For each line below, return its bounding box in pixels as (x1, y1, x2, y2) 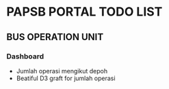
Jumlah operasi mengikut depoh (16, 67, 107, 75)
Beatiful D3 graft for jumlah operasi (16, 74, 116, 82)
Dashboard (6, 52, 44, 61)
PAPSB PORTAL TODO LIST (6, 4, 163, 20)
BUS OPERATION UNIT (6, 31, 104, 43)
